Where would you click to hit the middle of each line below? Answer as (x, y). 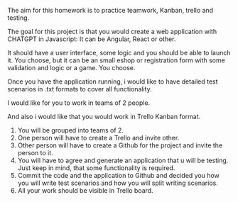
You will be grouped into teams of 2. (71, 130)
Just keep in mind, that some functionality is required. (96, 168)
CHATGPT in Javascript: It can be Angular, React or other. (92, 39)
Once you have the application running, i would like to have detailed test (113, 82)
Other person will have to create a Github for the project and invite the (120, 145)
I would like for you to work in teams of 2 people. (79, 103)
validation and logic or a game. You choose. (71, 68)
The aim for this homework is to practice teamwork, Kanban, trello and (110, 10)
